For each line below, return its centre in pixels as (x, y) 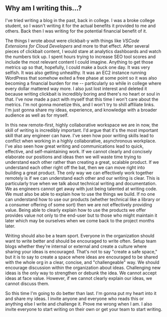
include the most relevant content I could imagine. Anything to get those (79, 62)
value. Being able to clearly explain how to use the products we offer (76, 210)
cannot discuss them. (27, 283)
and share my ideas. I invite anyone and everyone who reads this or (75, 298)
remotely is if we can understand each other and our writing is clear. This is (83, 178)
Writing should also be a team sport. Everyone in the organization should (80, 235)
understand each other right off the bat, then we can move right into (75, 167)
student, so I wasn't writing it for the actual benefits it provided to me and (81, 26)
